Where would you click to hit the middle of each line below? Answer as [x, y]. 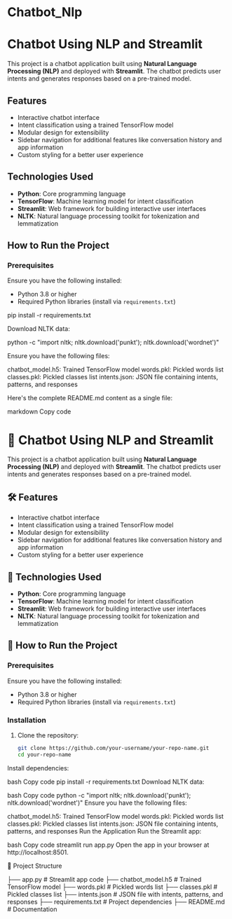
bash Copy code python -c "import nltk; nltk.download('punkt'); [99, 795]
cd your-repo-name [44, 754]
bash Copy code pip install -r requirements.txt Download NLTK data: [106, 782]
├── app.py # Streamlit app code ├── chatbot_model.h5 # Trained [104, 879]
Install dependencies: [38, 768]
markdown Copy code [39, 411]
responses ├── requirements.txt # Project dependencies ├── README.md [116, 901]
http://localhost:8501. [38, 852]
